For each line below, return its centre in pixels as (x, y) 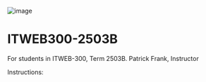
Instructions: (25, 72)
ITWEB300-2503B (63, 39)
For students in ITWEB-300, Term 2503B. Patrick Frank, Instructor (103, 58)
